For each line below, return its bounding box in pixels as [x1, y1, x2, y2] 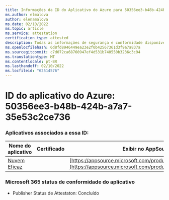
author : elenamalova [5, 17, 49, 22]
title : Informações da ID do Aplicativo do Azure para [5, 7, 123, 13]
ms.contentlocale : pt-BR [5, 59, 57, 64]
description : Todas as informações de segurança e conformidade [5, 40, 143, 45]
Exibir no [122, 146, 144, 153]
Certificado [37, 146, 65, 153]
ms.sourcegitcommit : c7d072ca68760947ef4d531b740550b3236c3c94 [5, 49, 141, 54]
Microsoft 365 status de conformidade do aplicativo [5, 178, 135, 185]
